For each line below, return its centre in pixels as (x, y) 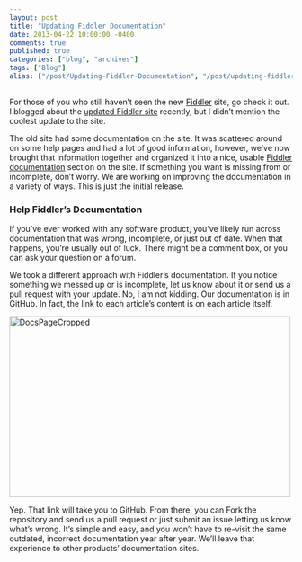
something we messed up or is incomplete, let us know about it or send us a (150, 285)
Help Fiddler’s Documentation (76, 210)
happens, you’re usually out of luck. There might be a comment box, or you (148, 248)
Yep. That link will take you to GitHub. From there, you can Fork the (133, 510)
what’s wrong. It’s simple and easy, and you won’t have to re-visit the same (148, 529)
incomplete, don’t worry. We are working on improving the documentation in (150, 176)
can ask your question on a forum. (73, 258)
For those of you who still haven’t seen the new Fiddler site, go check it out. (149, 102)
